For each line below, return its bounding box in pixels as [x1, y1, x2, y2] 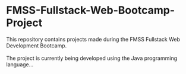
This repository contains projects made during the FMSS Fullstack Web [6, 36, 180, 43]
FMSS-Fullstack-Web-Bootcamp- [6, 4, 175, 17]
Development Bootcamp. [6, 42, 67, 49]
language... [6, 60, 34, 68]
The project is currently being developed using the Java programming [6, 54, 178, 62]
